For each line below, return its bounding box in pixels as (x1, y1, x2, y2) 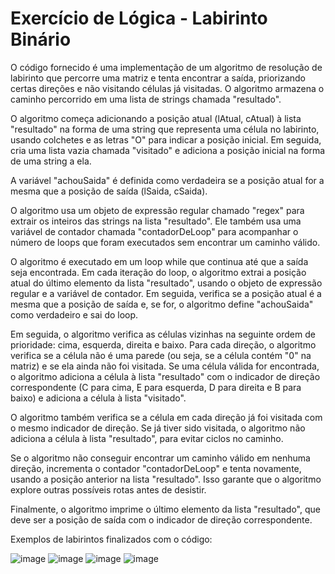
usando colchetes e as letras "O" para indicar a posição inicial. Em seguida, (10, 133, 322, 146)
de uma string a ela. (10, 155, 92, 167)
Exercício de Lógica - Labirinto (10, 7, 268, 30)
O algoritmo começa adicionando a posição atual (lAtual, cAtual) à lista (10, 112, 302, 124)
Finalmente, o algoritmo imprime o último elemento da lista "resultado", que (10, 503, 321, 515)
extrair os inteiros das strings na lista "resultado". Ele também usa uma (10, 215, 302, 227)
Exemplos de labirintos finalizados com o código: (10, 533, 213, 545)
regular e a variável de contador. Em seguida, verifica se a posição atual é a (10, 287, 322, 299)
